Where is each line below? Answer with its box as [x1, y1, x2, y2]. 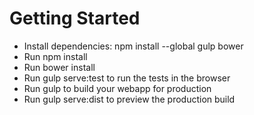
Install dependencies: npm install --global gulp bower [23, 40, 244, 52]
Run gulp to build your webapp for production [23, 82, 212, 94]
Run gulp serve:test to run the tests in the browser [23, 72, 231, 84]
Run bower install [23, 61, 96, 73]
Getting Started [9, 7, 141, 30]
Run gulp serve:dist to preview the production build [23, 93, 236, 105]
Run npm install [23, 50, 88, 62]
